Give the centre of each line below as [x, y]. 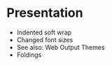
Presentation [45, 13]
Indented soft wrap [44, 32]
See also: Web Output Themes [61, 47]
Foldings [29, 55]
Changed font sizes [45, 39]
